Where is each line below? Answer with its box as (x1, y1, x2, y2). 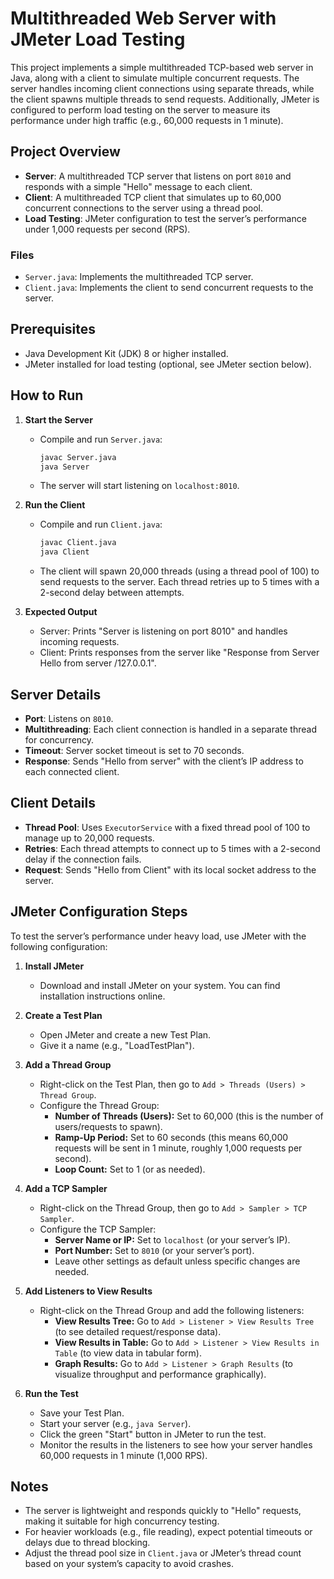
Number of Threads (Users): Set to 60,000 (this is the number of (54, 1110, 324, 1122)
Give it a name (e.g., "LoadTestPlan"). (39, 1039, 195, 1051)
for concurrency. (24, 733, 95, 746)
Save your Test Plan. (39, 1407, 125, 1419)
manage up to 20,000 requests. (24, 832, 155, 844)
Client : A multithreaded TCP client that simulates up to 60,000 (24, 191, 282, 203)
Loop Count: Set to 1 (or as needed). (54, 1163, 206, 1175)
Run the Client (24, 499, 86, 511)
